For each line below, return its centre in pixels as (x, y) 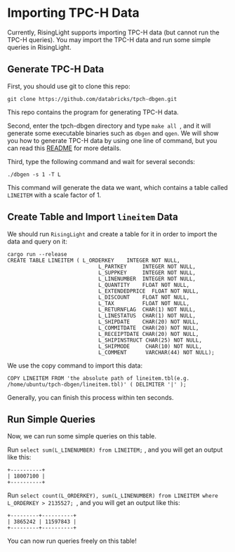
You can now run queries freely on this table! (72, 541)
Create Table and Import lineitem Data (93, 217)
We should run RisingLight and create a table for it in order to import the (112, 234)
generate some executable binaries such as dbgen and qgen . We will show (113, 133)
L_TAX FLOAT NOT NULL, (144, 303)
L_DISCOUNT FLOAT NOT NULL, (144, 297)
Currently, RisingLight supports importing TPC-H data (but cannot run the (113, 32)
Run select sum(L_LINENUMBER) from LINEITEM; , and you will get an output (115, 450)
